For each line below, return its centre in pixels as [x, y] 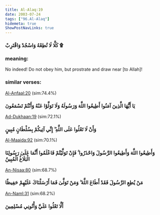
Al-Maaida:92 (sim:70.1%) [31, 140]
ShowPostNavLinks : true [30, 28]
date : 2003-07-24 [23, 14]
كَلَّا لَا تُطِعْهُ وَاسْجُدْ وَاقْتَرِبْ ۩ [34, 45]
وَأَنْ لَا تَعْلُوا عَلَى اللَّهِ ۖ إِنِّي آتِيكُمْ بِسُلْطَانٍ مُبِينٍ [51, 129]
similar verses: [23, 82]
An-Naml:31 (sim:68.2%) [30, 193]
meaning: [17, 58]
